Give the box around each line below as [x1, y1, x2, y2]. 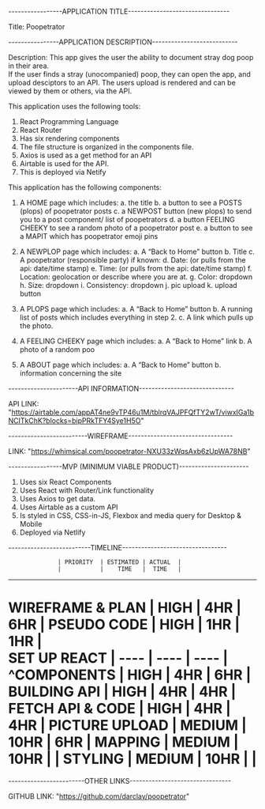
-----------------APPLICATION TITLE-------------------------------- [8, 7, 230, 16]
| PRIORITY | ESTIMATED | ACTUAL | [58, 558, 181, 566]
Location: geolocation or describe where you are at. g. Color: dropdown [19, 272, 253, 282]
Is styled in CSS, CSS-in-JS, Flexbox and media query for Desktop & [19, 511, 242, 520]
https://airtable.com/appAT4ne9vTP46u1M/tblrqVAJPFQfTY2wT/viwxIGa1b [11, 407, 255, 417]
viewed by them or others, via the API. [8, 86, 132, 96]
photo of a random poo [19, 345, 95, 354]
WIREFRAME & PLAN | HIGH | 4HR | [8, 599, 242, 617]
